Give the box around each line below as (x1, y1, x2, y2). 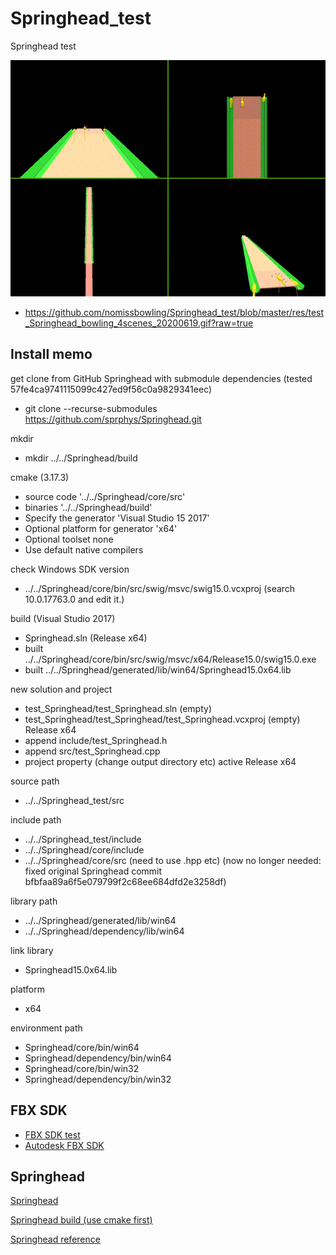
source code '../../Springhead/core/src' (24, 490, 186, 502)
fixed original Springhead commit (24, 865, 163, 877)
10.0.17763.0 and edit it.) (24, 593, 125, 605)
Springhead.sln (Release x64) (24, 632, 148, 644)
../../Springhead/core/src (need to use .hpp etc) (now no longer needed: (24, 854, 322, 866)
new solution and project (10, 683, 113, 695)
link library (10, 944, 54, 956)
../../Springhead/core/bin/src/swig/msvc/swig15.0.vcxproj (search (24, 582, 296, 594)
